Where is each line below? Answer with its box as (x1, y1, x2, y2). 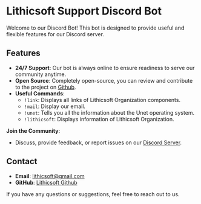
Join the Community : (6, 127, 61, 134)
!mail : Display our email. (24, 103, 86, 110)
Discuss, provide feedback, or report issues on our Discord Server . (15, 139, 182, 146)
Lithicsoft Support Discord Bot (6, 4, 162, 18)
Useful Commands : (15, 89, 65, 97)
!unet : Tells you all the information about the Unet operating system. (24, 109, 195, 116)
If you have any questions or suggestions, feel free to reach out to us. (6, 190, 180, 197)
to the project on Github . (15, 83, 76, 91)
